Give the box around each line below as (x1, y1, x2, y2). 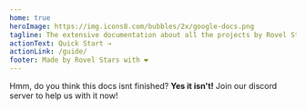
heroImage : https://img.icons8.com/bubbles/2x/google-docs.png (9, 22, 255, 31)
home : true (9, 13, 51, 23)
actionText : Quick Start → (9, 38, 112, 48)
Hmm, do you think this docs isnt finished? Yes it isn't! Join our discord (9, 81, 278, 91)
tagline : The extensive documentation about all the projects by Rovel (9, 30, 287, 39)
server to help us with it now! (9, 90, 118, 101)
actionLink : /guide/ (9, 47, 88, 56)
